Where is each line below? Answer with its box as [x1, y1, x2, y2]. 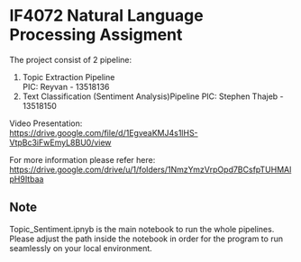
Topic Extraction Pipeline [22, 71, 115, 82]
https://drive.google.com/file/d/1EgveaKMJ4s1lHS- [9, 127, 198, 138]
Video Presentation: [9, 118, 83, 129]
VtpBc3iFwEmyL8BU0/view [9, 137, 112, 148]
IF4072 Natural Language [9, 5, 205, 26]
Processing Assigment [9, 24, 183, 45]
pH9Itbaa [9, 173, 44, 185]
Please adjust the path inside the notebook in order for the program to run [9, 233, 284, 244]
